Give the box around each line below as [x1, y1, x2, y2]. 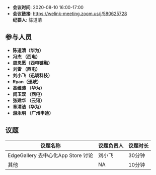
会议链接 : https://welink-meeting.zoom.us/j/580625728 [12, 11, 127, 17]
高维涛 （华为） [12, 85, 45, 91]
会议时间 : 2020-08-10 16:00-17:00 [12, 5, 84, 10]
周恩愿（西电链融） [12, 60, 53, 66]
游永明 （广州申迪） [12, 110, 54, 116]
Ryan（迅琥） [12, 78, 42, 84]
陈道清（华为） [12, 47, 44, 53]
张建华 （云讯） [12, 97, 45, 103]
